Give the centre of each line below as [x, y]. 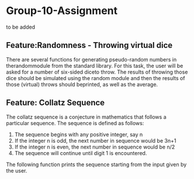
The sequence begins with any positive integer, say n [79, 134]
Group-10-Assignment [62, 11]
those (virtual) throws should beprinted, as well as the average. [82, 84]
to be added [21, 27]
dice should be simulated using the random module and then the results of [96, 78]
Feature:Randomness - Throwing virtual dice [89, 45]
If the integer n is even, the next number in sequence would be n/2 [95, 147]
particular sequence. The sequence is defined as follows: [75, 123]
